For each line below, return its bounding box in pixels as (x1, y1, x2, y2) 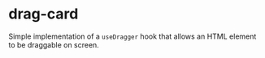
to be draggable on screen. (8, 39, 99, 49)
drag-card (8, 5, 79, 23)
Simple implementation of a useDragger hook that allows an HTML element (8, 31, 257, 41)
